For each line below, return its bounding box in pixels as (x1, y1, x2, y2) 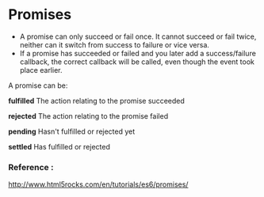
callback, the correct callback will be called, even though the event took (19, 57, 255, 66)
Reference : (8, 161, 54, 172)
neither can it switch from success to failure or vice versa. (19, 40, 210, 49)
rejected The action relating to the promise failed (8, 111, 169, 120)
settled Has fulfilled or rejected (8, 142, 111, 151)
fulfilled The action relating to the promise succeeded (8, 96, 185, 105)
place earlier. (19, 65, 63, 74)
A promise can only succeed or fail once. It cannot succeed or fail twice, (19, 32, 257, 41)
